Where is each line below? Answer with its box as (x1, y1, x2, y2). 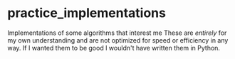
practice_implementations (7, 5, 166, 21)
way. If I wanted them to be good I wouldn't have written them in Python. (7, 43, 221, 52)
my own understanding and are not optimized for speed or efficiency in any (7, 36, 229, 44)
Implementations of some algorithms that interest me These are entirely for (7, 28, 227, 37)
